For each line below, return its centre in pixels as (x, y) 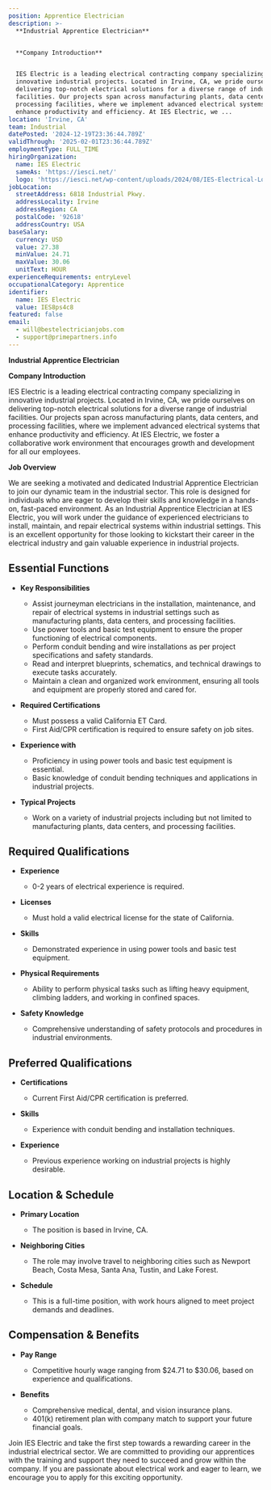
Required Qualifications (69, 851)
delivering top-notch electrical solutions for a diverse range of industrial (128, 408)
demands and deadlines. (73, 1309)
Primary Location (50, 1214)
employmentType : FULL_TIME (54, 149)
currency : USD (39, 239)
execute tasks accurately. (75, 672)
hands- (247, 500)
